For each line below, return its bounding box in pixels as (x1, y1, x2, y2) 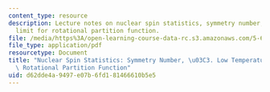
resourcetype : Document (8, 49, 88, 57)
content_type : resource (8, 11, 88, 20)
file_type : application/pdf (8, 42, 103, 50)
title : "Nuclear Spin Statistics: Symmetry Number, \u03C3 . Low (8, 57, 228, 65)
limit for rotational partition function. (15, 26, 160, 34)
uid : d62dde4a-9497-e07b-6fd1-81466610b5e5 (8, 71, 157, 79)
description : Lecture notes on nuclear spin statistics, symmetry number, (8, 19, 264, 27)
